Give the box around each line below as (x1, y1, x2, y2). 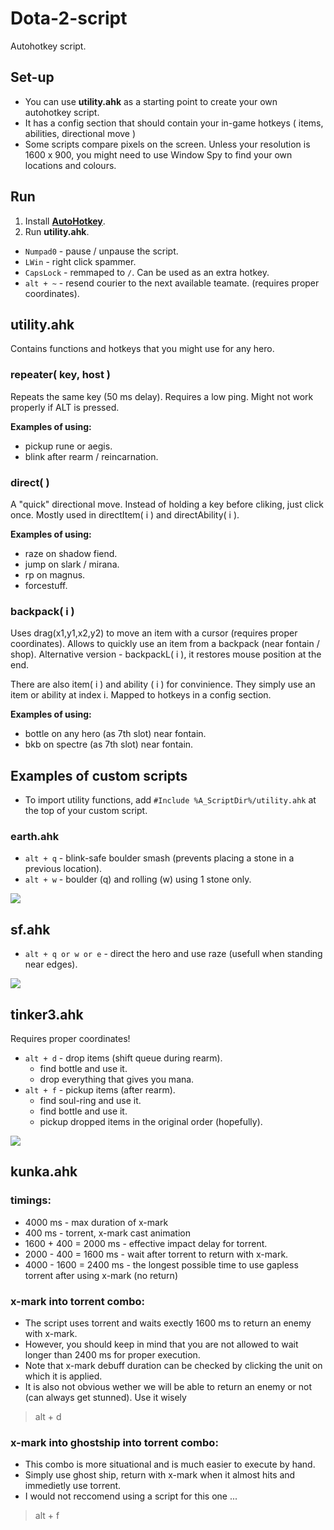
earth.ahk (10, 830, 60, 843)
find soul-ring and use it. (39, 1095, 142, 1106)
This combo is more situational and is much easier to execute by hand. (24, 1458, 316, 1471)
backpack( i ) (10, 604, 75, 618)
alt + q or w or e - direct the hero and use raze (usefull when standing (24, 948, 323, 960)
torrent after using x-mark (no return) (24, 1269, 178, 1281)
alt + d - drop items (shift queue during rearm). (24, 1052, 223, 1064)
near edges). (24, 958, 78, 971)
